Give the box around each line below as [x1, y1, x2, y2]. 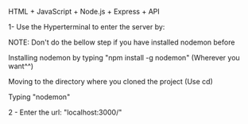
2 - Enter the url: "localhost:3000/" [8, 107, 122, 117]
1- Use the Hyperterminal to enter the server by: [8, 22, 165, 31]
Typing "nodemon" [8, 92, 71, 102]
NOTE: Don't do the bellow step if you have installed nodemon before [8, 37, 235, 47]
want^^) [8, 61, 34, 71]
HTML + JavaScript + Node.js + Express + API [8, 7, 161, 16]
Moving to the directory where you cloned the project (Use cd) [8, 77, 213, 86]
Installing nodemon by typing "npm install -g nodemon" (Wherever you [8, 53, 240, 62]
